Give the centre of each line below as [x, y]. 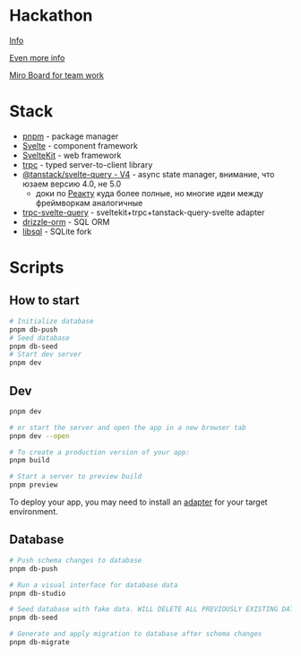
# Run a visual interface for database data [94, 585]
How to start [44, 301]
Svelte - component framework [80, 145]
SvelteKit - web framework [72, 155]
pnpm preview [34, 485]
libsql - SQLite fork [57, 231]
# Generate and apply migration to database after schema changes [136, 634]
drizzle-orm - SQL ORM [66, 221]
